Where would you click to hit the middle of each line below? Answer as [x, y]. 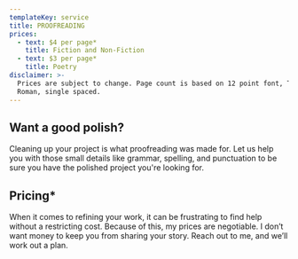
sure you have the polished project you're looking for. [107, 168]
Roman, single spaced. [59, 91]
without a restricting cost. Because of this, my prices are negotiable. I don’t [146, 226]
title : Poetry [51, 67]
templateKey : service [49, 17]
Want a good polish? [67, 127]
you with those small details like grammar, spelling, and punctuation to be [143, 158]
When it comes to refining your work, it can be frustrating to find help [136, 217]
